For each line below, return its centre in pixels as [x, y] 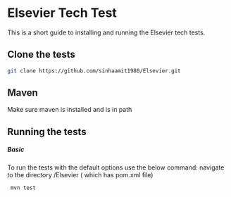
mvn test [23, 188]
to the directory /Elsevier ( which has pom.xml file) [80, 174]
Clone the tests [42, 55]
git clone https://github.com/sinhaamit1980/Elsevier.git [94, 71]
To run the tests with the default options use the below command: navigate [116, 167]
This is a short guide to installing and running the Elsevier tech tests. [106, 32]
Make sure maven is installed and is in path [70, 110]
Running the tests [47, 132]
